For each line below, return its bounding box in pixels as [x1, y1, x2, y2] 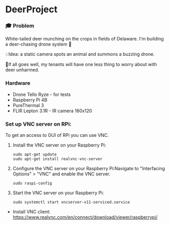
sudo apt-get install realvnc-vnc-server [12, 156, 102, 162]
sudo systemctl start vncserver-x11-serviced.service [12, 200, 130, 205]
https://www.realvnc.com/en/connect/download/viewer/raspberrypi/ [12, 214, 158, 220]
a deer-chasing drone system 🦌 [5, 41, 72, 47]
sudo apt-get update [12, 152, 57, 157]
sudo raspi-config [12, 181, 52, 186]
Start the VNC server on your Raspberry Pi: [12, 190, 104, 196]
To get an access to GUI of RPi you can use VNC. [5, 132, 109, 138]
